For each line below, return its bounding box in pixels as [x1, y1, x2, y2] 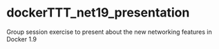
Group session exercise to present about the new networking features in [6, 28, 212, 36]
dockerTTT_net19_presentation [6, 5, 190, 21]
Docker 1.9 [6, 35, 37, 43]
